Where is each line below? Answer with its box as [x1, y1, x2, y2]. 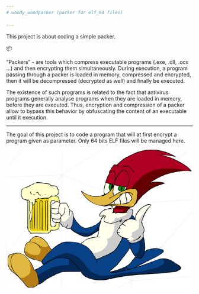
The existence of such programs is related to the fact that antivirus [6, 89, 169, 96]
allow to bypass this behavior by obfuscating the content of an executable [6, 107, 187, 115]
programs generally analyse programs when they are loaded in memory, [6, 95, 182, 102]
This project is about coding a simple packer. [6, 33, 116, 40]
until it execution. [6, 114, 49, 121]
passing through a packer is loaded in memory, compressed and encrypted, [6, 71, 191, 78]
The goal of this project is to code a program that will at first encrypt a [6, 131, 177, 138]
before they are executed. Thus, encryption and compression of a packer [6, 101, 185, 108]
